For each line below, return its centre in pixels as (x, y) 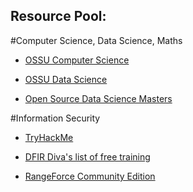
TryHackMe (49, 137)
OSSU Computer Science (77, 60)
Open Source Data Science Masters (98, 98)
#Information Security (55, 118)
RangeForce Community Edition (90, 176)
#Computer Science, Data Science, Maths (96, 40)
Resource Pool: (58, 16)
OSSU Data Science (66, 79)
